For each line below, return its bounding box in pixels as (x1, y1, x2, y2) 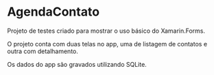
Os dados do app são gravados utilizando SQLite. (7, 60, 147, 68)
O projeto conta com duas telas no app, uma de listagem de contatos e (7, 40, 208, 48)
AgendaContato (7, 4, 100, 20)
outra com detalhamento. (7, 47, 79, 55)
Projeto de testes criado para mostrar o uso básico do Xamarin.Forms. (7, 27, 206, 35)
